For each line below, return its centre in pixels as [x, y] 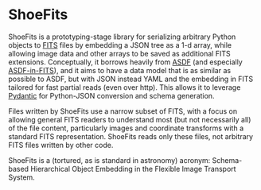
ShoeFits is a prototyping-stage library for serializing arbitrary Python [122, 37]
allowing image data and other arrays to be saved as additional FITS [119, 53]
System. [22, 177]
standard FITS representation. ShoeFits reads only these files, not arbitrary [130, 136]
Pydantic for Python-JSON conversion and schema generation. [111, 95]
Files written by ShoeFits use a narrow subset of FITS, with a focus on [123, 111]
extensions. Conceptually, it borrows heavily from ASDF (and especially [125, 62]
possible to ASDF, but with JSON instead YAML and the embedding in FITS [131, 79]
